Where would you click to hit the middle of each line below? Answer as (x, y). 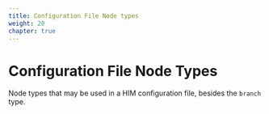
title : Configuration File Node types (74, 16)
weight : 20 (27, 23)
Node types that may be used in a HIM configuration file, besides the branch (134, 93)
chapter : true (32, 31)
